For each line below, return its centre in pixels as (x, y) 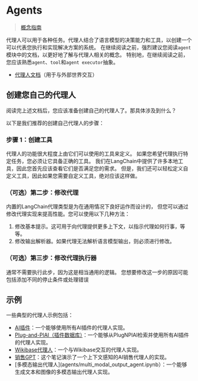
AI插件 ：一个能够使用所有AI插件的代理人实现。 (71, 328)
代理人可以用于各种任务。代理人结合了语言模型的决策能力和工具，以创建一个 (99, 40)
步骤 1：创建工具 (29, 139)
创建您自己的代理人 (41, 95)
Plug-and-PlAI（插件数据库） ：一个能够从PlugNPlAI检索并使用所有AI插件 (102, 335)
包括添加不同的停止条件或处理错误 (47, 279)
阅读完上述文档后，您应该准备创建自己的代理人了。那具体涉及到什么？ (91, 110)
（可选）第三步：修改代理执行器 (52, 258)
